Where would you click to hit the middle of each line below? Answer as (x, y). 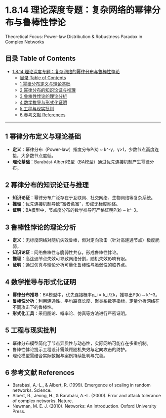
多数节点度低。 (41, 155)
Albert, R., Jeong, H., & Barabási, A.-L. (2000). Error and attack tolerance (86, 395)
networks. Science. (32, 390)
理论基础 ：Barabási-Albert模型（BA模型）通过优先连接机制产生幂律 (81, 162)
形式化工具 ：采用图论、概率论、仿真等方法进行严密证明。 (71, 313)
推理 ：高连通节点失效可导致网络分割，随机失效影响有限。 (71, 259)
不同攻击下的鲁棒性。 (34, 307)
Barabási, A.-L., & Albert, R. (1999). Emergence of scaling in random (81, 385)
